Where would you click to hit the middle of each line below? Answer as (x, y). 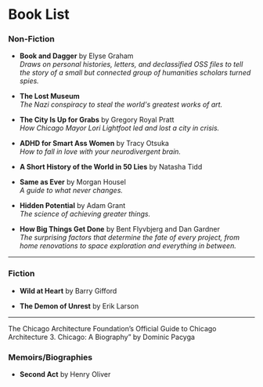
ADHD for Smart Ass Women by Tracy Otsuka (94, 144)
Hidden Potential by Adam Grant (72, 206)
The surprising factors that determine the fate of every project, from (130, 238)
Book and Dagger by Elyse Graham (76, 56)
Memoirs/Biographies (50, 357)
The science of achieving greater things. (85, 214)
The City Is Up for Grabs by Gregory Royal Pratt (97, 120)
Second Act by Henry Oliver (65, 374)
